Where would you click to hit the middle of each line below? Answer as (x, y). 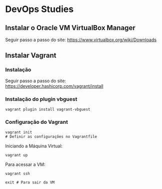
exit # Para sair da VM (30, 182)
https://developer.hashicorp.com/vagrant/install (54, 86)
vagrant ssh (17, 174)
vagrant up (16, 155)
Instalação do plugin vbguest (41, 99)
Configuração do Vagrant (37, 122)
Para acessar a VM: (25, 164)
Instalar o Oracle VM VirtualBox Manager (70, 28)
